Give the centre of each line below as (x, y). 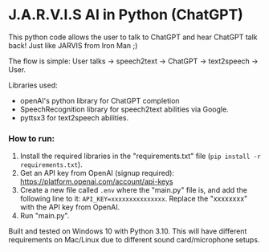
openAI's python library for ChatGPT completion (100, 100)
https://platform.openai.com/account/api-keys (96, 181)
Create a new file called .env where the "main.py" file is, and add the (133, 190)
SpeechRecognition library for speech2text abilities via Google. (124, 109)
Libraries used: (33, 85)
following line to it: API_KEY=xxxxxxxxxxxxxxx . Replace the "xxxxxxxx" (134, 199)
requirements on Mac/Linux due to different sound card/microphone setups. (134, 240)
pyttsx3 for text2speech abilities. (74, 117)
